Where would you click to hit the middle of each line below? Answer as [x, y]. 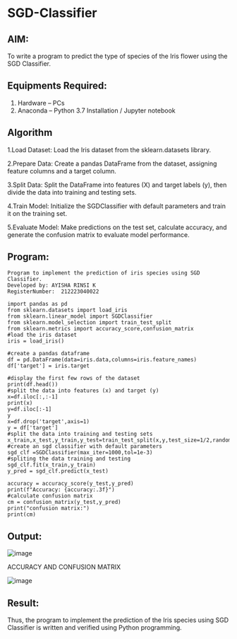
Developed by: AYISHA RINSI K [52, 286]
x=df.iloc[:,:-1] [33, 397]
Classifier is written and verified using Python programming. [95, 628]
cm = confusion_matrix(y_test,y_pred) [64, 502]
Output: [25, 536]
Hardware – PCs [41, 103]
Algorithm [30, 133]
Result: [23, 603]
